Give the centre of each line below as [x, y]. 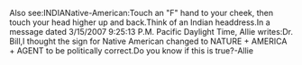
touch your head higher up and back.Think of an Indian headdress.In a [140, 22]
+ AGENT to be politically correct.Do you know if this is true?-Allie [132, 51]
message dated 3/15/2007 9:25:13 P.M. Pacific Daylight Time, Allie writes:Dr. [151, 32]
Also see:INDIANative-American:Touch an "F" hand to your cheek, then [142, 13]
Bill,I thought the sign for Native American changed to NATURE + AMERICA [148, 41]
